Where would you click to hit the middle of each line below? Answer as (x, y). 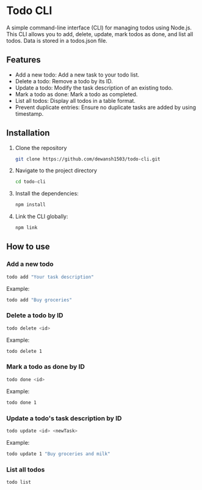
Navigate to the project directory (56, 171)
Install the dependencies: (47, 194)
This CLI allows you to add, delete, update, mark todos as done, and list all (100, 34)
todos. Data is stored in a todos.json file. (57, 40)
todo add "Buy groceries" (39, 300)
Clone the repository (41, 148)
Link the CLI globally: (41, 217)
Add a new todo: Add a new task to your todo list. (77, 75)
